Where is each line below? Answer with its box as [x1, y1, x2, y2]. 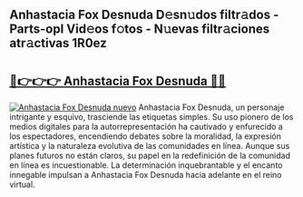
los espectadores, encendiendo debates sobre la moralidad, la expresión [9, 131, 281, 142]
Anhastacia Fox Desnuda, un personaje [138, 102, 285, 113]
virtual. [9, 179, 35, 190]
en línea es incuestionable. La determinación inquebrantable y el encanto [9, 160, 283, 171]
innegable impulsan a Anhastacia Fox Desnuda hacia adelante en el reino [9, 170, 282, 180]
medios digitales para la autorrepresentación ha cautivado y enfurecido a [9, 122, 283, 132]
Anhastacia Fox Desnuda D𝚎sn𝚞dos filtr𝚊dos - [9, 7, 279, 23]
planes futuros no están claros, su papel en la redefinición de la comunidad [9, 150, 291, 161]
